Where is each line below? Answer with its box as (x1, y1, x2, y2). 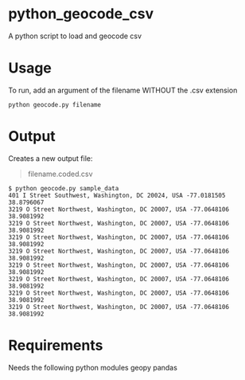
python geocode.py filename (8, 100, 102, 108)
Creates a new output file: (8, 153, 93, 163)
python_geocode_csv (8, 5, 154, 23)
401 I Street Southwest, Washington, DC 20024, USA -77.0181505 (8, 191, 226, 199)
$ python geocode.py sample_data (8, 184, 119, 192)
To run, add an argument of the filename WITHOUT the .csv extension (8, 85, 238, 95)
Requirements (8, 336, 103, 355)
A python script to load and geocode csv (8, 31, 142, 41)
